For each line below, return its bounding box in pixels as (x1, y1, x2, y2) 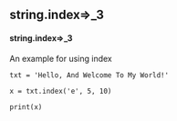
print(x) (9, 102, 43, 112)
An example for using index (9, 53, 112, 64)
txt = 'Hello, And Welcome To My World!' (9, 70, 170, 80)
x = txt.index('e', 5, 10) (9, 86, 112, 96)
